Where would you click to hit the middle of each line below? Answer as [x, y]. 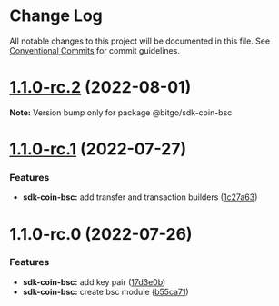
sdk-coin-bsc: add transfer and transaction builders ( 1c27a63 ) [140, 197]
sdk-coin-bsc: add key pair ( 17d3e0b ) [94, 281]
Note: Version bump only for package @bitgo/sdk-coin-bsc [121, 112]
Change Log [56, 16]
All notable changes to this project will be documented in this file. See [140, 41]
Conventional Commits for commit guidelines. [95, 50]
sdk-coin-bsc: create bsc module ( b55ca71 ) [105, 291]
